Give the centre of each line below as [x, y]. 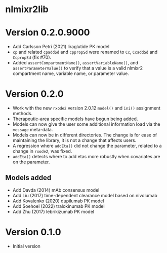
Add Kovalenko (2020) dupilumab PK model [58, 201]
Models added [28, 178]
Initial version [26, 246]
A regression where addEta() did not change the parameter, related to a [87, 146]
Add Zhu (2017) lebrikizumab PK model [53, 211]
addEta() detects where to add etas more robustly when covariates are [86, 157]
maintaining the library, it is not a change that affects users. [74, 140]
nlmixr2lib [27, 9]
